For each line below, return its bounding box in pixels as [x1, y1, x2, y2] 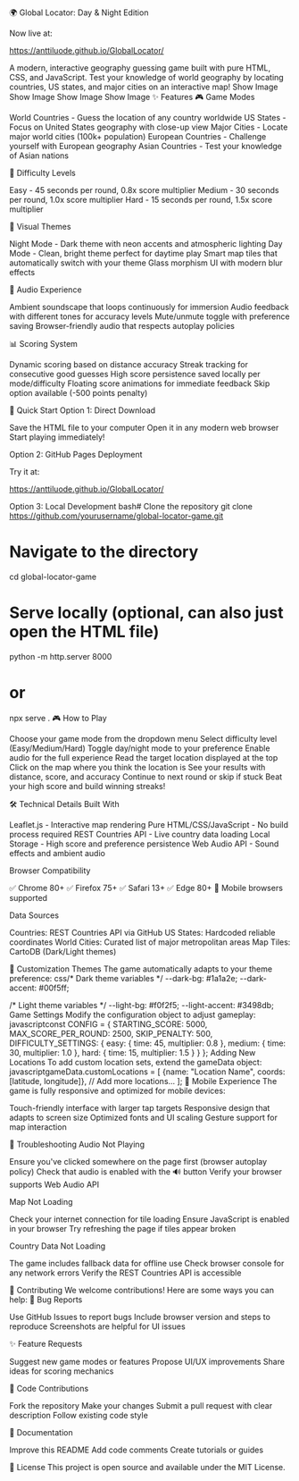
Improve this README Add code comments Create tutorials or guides [9, 1444, 264, 1455]
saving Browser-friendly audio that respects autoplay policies [9, 321, 235, 331]
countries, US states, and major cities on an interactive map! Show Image [9, 81, 278, 92]
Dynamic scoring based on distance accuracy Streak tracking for [9, 359, 248, 369]
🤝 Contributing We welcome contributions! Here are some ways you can [9, 1284, 275, 1295]
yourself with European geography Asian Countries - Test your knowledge [9, 141, 283, 151]
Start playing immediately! [9, 432, 105, 442]
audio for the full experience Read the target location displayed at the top [9, 752, 278, 762]
